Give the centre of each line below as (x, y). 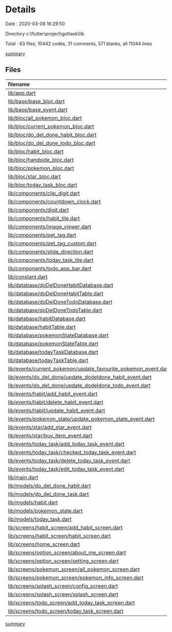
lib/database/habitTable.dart (42, 327)
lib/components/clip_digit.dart (44, 193)
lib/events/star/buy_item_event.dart (50, 436)
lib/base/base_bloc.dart (36, 101)
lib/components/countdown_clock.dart (54, 202)
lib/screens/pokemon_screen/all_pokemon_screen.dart (74, 569)
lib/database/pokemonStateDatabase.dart (58, 335)
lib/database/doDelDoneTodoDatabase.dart (60, 302)
